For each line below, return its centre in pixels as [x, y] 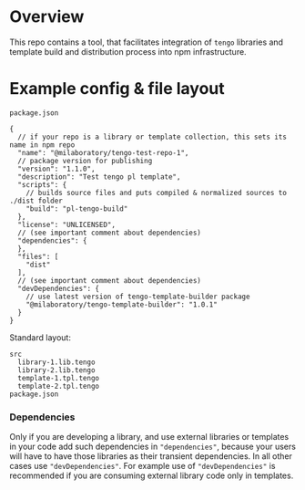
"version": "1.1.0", [56, 169]
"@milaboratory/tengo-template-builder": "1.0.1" [122, 304]
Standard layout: [40, 337]
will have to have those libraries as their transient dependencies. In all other [151, 456]
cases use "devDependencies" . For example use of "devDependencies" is [142, 466]
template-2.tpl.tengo [59, 386]
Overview [47, 17]
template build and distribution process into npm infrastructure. [128, 51]
